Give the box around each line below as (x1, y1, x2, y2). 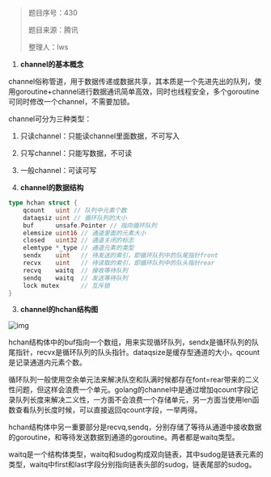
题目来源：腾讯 (28, 25, 78, 35)
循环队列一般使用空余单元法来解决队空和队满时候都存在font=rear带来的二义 (8, 375, 260, 385)
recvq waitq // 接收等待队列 (23, 266, 129, 274)
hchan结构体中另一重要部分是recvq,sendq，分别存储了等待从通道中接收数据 (8, 422, 262, 432)
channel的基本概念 (19, 60, 84, 69)
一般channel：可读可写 (19, 166, 97, 175)
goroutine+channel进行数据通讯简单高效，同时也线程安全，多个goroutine (15, 87, 260, 96)
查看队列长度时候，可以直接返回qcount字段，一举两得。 (15, 405, 202, 415)
